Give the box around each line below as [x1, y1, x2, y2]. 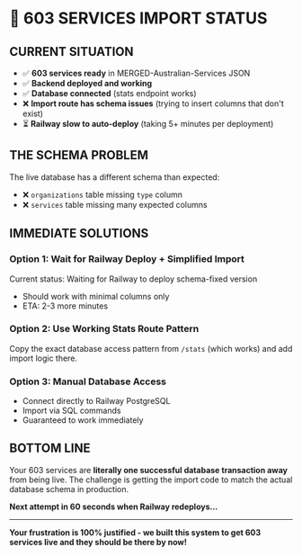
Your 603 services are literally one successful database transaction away [9, 464, 289, 475]
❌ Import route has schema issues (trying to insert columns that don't [22, 98, 285, 109]
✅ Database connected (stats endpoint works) [22, 88, 197, 98]
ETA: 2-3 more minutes [22, 300, 109, 311]
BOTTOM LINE [9, 441, 92, 456]
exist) [22, 108, 43, 119]
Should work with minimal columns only [22, 291, 170, 301]
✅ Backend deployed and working [22, 78, 153, 88]
